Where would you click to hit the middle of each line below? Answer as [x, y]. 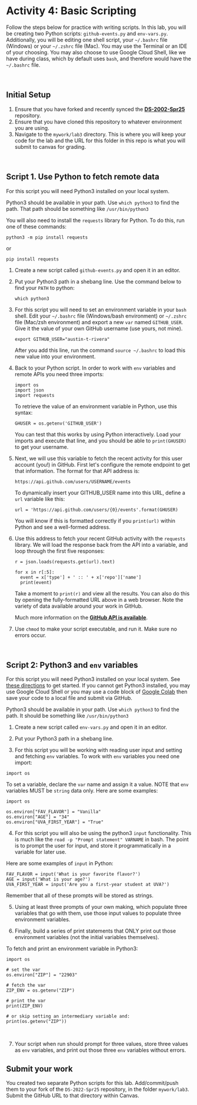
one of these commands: [36, 226]
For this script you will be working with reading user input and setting [98, 750]
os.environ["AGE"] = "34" [38, 817]
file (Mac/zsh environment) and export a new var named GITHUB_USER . [99, 322]
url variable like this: [40, 499]
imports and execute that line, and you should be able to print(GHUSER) [101, 441]
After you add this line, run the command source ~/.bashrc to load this [100, 350]
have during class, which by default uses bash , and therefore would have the [98, 58]
